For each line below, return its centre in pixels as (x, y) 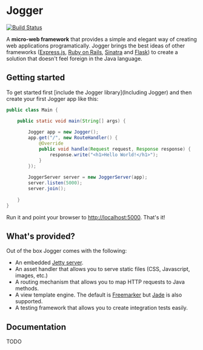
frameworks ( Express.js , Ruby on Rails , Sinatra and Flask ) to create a (92, 52)
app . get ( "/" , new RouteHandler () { (73, 138)
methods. (27, 289)
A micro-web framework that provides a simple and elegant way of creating (101, 39)
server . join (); (47, 189)
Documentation (36, 327)
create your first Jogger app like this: (52, 98)
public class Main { (32, 110)
